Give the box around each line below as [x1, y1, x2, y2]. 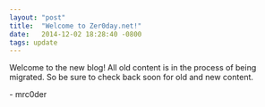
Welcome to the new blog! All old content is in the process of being [9, 62, 257, 73]
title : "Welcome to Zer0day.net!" [9, 21, 142, 30]
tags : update [9, 37, 58, 47]
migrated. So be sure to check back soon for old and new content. [9, 72, 253, 83]
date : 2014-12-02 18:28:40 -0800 [9, 29, 142, 38]
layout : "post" [9, 12, 66, 22]
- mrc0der [9, 89, 47, 100]
